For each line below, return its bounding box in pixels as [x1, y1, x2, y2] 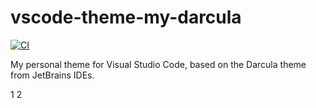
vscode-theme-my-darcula [10, 6, 242, 29]
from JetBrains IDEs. [10, 69, 95, 81]
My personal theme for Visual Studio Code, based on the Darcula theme [10, 58, 307, 70]
